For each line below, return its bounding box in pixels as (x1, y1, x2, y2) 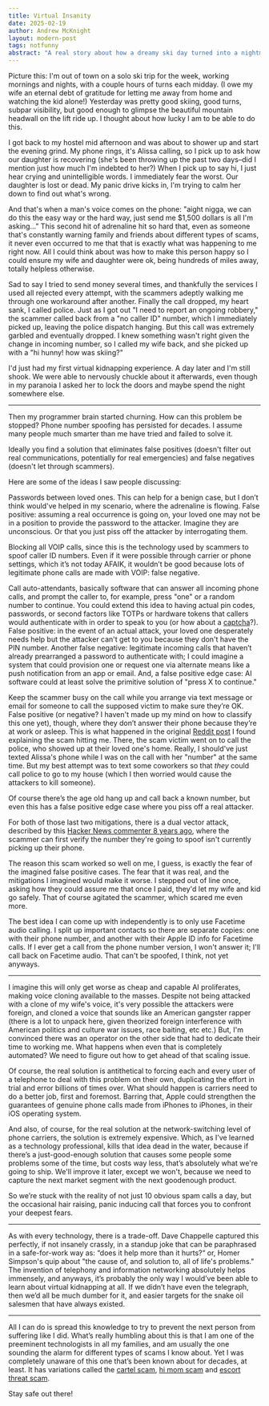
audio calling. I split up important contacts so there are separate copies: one (8, 926, 259, 934)
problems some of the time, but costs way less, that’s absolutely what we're (8, 1158, 259, 1168)
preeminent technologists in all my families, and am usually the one (8, 1339, 230, 1348)
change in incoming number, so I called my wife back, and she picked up (8, 339, 249, 349)
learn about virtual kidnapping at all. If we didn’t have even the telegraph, (8, 1282, 250, 1291)
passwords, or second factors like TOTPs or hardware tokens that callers (8, 609, 249, 618)
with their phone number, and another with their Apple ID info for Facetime (8, 934, 254, 943)
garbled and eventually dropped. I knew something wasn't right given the (8, 330, 250, 340)
